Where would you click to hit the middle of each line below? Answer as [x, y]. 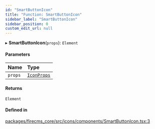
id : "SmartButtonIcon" [29, 10]
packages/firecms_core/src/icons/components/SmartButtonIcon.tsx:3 [77, 121]
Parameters [18, 54]
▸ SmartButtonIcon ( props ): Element [42, 43]
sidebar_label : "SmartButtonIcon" [42, 19]
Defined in [16, 110]
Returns [14, 88]
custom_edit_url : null [29, 29]
